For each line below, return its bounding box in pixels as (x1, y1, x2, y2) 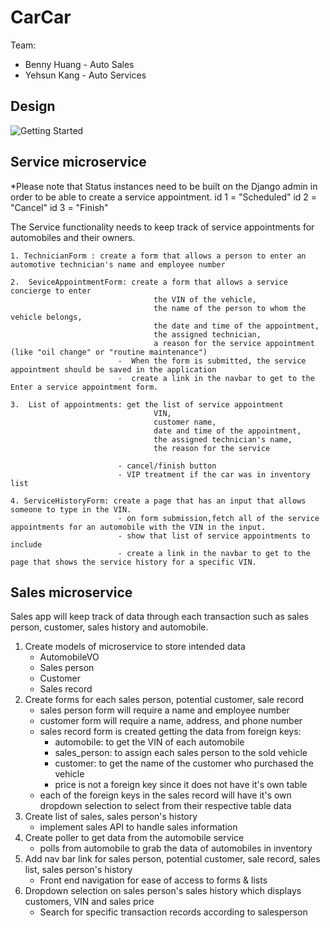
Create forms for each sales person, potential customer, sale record (24, 694, 305, 706)
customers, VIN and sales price (24, 896, 155, 908)
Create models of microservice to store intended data (24, 641, 246, 653)
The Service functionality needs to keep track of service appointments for (10, 221, 315, 233)
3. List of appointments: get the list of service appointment (10, 399, 284, 410)
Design (10, 98, 56, 115)
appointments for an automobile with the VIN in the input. (10, 522, 267, 532)
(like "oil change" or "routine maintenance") (10, 347, 208, 357)
